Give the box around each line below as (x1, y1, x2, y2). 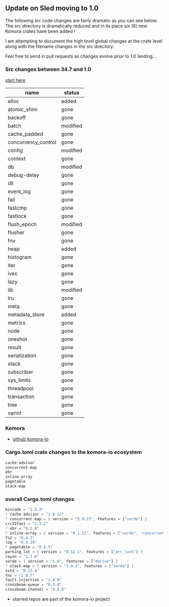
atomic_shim (8, 106, 38, 113)
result (8, 344, 22, 351)
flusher (8, 229, 25, 236)
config (8, 147, 23, 154)
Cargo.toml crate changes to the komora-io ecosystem (5, 449, 142, 456)
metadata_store (8, 311, 45, 318)
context (8, 155, 26, 162)
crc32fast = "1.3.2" (5, 521, 49, 526)
